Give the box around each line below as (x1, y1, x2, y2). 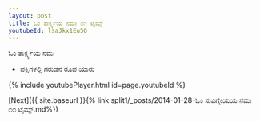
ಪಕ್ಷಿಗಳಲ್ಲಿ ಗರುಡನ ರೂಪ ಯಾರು (19, 65, 95, 74)
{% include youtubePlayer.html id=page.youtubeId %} (8, 81, 186, 90)
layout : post (8, 11, 52, 20)
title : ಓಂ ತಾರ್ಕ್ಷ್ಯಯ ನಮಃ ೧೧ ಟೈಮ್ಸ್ (8, 19, 104, 27)
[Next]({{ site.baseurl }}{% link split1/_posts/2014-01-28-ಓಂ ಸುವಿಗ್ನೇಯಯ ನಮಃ (8, 96, 252, 105)
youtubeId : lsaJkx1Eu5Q (8, 26, 88, 34)
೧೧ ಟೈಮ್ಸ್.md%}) (8, 104, 58, 114)
